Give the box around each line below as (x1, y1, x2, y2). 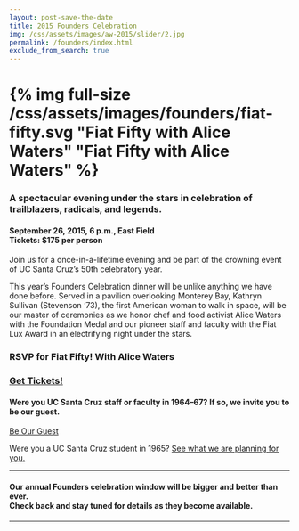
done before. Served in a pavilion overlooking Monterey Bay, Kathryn (9, 290, 263, 301)
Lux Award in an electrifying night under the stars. (9, 329, 193, 339)
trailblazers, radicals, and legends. (9, 203, 163, 216)
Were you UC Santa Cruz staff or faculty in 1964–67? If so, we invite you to (9, 396, 290, 407)
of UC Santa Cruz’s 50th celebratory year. (9, 264, 163, 274)
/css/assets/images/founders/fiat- (9, 103, 273, 124)
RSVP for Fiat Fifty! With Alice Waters (9, 351, 175, 364)
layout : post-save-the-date (9, 12, 114, 22)
